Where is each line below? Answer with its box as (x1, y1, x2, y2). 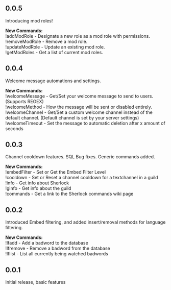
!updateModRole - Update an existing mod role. (5, 43, 105, 50)
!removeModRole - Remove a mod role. (5, 38, 88, 44)
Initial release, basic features (5, 279, 66, 285)
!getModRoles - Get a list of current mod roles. (5, 49, 103, 55)
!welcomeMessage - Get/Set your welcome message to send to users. (5, 93, 154, 99)
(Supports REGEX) (5, 98, 44, 104)
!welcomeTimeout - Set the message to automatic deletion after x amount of (5, 120, 166, 126)
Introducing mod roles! (5, 17, 53, 23)
